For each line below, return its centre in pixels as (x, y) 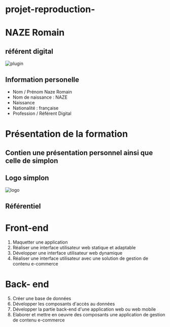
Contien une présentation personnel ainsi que (79, 153)
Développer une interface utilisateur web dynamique (67, 253)
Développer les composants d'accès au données (64, 304)
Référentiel (23, 206)
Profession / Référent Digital (42, 113)
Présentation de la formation (67, 134)
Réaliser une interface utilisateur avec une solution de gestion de (80, 258)
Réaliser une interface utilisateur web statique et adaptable (74, 247)
